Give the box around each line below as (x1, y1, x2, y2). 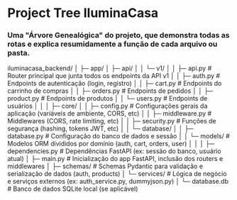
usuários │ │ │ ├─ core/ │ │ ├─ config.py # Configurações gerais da (7, 101, 208, 111)
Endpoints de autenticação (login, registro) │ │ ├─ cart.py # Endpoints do (7, 79, 222, 88)
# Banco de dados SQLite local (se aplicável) (7, 184, 138, 193)
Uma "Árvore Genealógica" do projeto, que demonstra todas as (7, 30, 230, 40)
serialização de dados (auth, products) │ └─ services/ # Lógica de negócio (7, 170, 227, 178)
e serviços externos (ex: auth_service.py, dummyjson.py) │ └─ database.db (7, 177, 229, 186)
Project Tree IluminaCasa (7, 5, 159, 21)
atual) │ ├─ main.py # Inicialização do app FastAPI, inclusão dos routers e (7, 155, 224, 163)
